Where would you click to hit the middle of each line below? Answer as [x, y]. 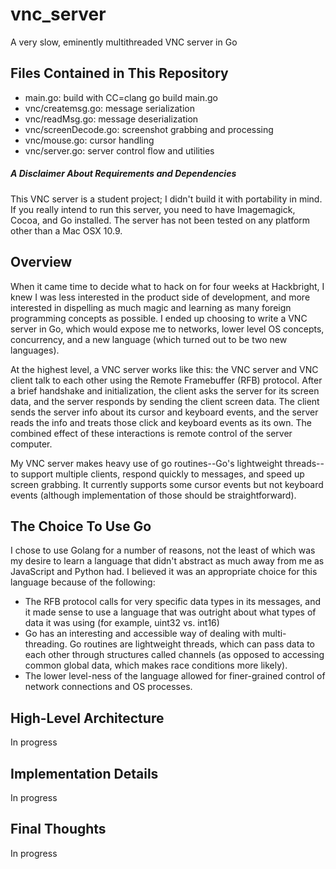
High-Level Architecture [87, 718]
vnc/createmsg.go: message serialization [109, 108]
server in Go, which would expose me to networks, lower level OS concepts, [167, 329]
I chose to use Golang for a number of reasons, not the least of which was [163, 550]
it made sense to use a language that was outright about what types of [170, 612]
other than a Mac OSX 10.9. [66, 230]
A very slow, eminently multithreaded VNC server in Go [124, 42]
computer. [31, 444]
